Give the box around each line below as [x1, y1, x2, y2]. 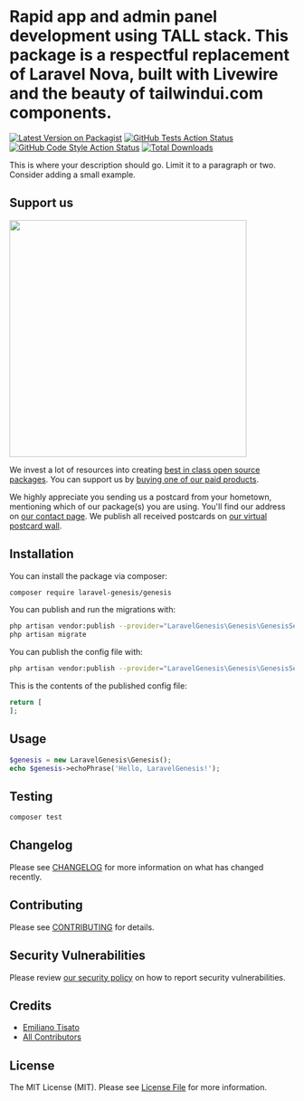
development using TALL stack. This [9, 25, 290, 46]
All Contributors [22, 1031, 81, 1042]
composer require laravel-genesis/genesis [9, 588, 172, 597]
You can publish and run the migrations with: [9, 604, 176, 615]
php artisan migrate [9, 631, 88, 640]
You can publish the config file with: [9, 647, 143, 658]
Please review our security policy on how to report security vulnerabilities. [9, 972, 286, 982]
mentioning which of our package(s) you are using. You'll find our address [9, 500, 286, 512]
